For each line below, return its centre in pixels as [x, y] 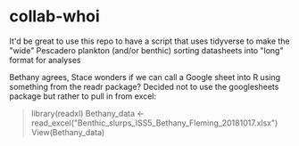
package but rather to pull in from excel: [83, 96]
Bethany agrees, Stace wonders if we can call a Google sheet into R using [145, 77]
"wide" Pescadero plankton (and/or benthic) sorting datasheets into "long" [146, 50]
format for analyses [45, 60]
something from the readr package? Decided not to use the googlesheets [144, 86]
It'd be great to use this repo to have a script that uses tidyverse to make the [149, 41]
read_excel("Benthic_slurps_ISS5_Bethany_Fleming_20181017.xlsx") [154, 123]
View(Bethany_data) [68, 132]
